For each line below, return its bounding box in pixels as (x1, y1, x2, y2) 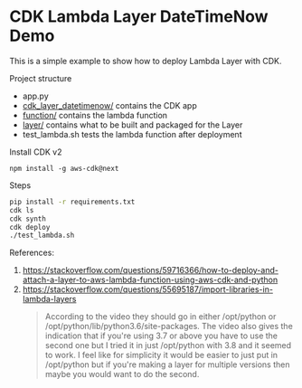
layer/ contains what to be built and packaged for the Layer (22, 119, 243, 130)
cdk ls (9, 205, 34, 214)
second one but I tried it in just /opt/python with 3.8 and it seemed (44, 340, 292, 351)
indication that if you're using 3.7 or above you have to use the (44, 330, 278, 341)
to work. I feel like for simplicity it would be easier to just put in (44, 350, 278, 361)
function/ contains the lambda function (22, 109, 168, 120)
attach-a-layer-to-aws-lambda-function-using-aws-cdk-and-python (22, 274, 278, 286)
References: (9, 247, 54, 259)
